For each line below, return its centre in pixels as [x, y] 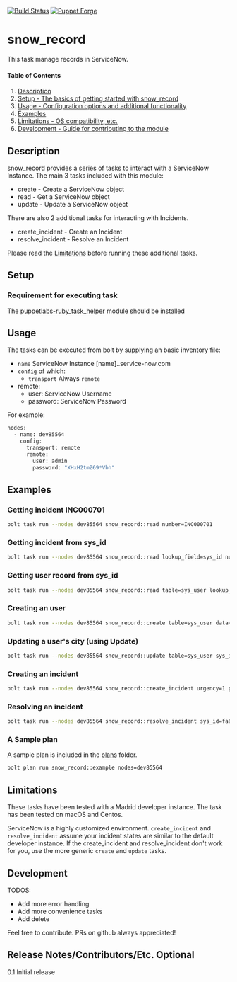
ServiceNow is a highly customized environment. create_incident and [109, 828]
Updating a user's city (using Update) [73, 641]
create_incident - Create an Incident [70, 232]
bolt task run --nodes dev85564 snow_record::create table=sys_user [110, 623]
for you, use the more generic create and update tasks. [87, 851]
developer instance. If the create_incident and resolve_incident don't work [115, 843]
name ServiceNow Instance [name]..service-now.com [94, 364]
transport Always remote [64, 379]
